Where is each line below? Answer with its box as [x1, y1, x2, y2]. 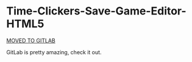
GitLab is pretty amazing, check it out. [6, 48, 102, 55]
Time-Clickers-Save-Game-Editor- [6, 4, 187, 18]
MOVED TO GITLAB [6, 37, 56, 44]
